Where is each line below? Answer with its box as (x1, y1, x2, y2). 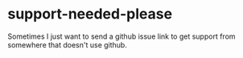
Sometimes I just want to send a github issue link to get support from (7, 31, 236, 41)
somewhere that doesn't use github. (7, 39, 128, 49)
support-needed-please (7, 5, 173, 23)
